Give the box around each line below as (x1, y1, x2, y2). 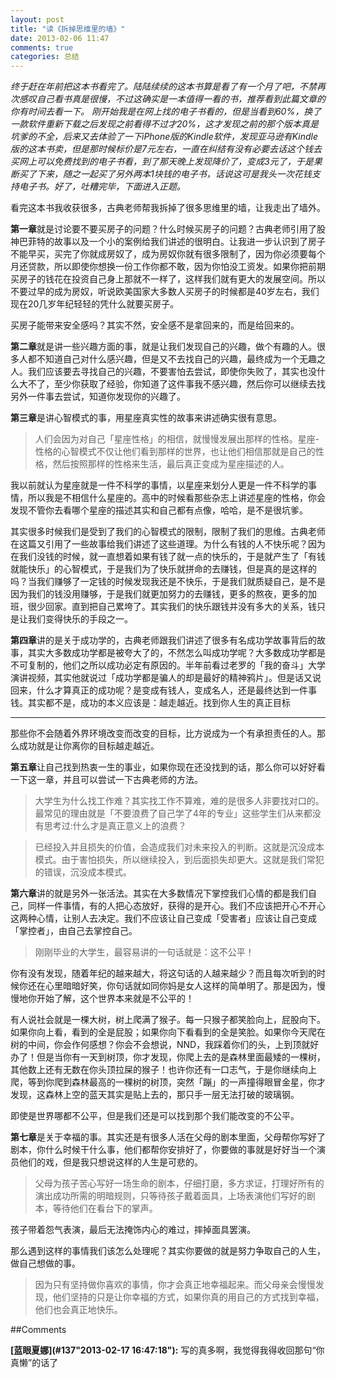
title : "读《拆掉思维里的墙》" (10, 24, 126, 34)
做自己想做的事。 (10, 1257, 81, 1270)
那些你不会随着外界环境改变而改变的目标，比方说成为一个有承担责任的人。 (10, 727, 317, 740)
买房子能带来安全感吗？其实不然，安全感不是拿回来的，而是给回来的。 (10, 319, 300, 331)
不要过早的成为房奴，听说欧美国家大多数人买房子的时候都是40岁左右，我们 (10, 286, 320, 298)
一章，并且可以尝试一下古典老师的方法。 (36, 774, 203, 786)
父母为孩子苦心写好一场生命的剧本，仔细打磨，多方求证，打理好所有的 (34, 1177, 325, 1190)
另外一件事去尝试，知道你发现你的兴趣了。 (10, 391, 186, 403)
